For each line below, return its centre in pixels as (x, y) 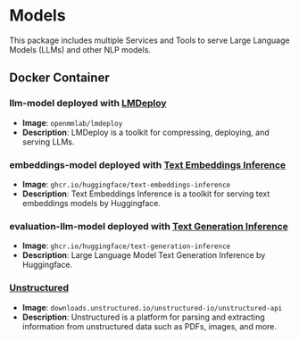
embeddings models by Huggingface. (91, 203)
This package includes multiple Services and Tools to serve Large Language (149, 40)
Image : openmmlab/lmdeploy (72, 122)
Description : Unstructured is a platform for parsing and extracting (143, 317)
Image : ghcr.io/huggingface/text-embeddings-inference (126, 184)
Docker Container (59, 78)
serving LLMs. (48, 141)
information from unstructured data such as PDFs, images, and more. (149, 326)
